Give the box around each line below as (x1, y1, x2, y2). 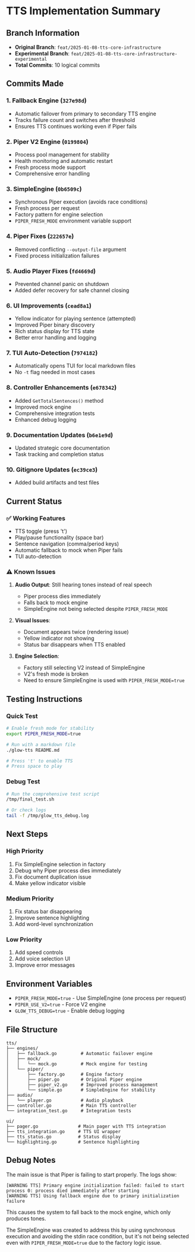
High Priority (6, 847, 44, 855)
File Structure (6, 1024, 58, 1034)
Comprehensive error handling (14, 170, 90, 177)
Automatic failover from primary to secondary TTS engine (14, 110, 156, 117)
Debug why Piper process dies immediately (14, 867, 122, 874)
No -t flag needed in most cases (14, 369, 95, 376)
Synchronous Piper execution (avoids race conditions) (14, 198, 148, 206)
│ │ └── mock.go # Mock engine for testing (6, 1060, 147, 1067)
